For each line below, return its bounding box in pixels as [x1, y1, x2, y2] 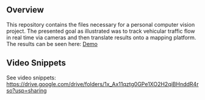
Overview [6, 5, 45, 15]
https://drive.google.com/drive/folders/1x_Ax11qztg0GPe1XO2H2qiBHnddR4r [6, 80, 199, 87]
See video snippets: [6, 74, 56, 81]
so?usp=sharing [6, 87, 47, 94]
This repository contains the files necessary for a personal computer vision [6, 21, 195, 28]
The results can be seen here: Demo [6, 40, 98, 47]
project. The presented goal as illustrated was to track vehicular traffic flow [6, 27, 195, 35]
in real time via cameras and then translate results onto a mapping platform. [6, 33, 196, 41]
